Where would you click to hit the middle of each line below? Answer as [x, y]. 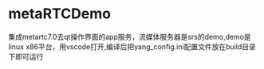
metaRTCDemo [60, 14]
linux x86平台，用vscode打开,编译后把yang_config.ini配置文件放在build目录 [132, 46]
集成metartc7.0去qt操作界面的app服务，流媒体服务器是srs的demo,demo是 [130, 36]
